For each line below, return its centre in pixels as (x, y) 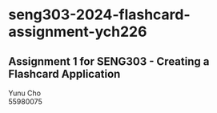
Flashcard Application (64, 74)
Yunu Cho (25, 93)
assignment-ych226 (78, 32)
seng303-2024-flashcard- (99, 15)
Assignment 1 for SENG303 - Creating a (109, 61)
